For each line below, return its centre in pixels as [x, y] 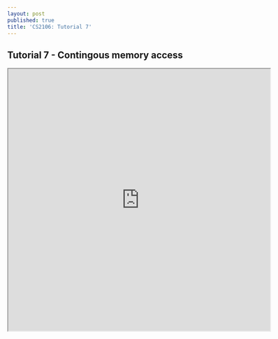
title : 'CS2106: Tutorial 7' [50, 27]
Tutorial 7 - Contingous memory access [95, 55]
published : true [31, 20]
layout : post [26, 14]
